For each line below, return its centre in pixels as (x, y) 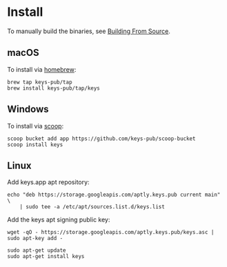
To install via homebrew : (42, 69)
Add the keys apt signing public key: (59, 220)
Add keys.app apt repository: (48, 182)
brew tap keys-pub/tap (40, 82)
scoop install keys (35, 145)
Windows (28, 109)
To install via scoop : (36, 126)
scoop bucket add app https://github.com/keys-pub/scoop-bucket (101, 139)
